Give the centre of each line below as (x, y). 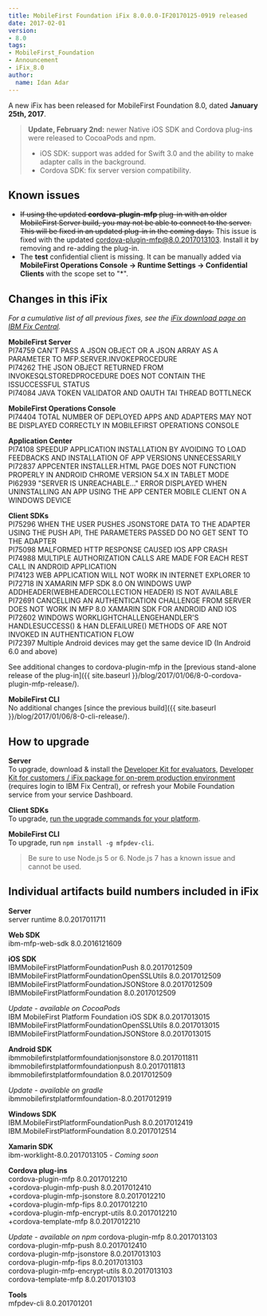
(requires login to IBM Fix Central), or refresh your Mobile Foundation (122, 786)
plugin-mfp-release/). (44, 684)
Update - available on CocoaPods (65, 1008)
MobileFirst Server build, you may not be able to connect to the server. (136, 223)
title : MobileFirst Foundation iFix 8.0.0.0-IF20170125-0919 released (128, 16)
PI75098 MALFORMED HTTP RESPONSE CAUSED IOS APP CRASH (118, 550)
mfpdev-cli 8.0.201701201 (50, 1303)
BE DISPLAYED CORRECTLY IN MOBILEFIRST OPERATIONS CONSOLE (124, 426)
